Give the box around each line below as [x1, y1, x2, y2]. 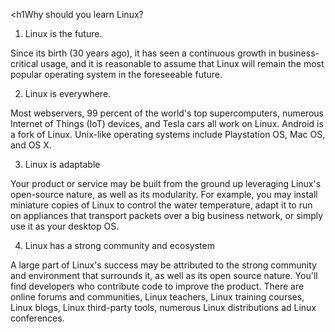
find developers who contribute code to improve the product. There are [10, 280, 305, 292]
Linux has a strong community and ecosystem [24, 240, 215, 251]
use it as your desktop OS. [10, 220, 120, 232]
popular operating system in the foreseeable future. [10, 69, 223, 80]
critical [10, 58, 39, 69]
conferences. [10, 312, 65, 324]
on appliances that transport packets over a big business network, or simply [10, 210, 324, 221]
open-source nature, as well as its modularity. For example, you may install [10, 189, 318, 200]
